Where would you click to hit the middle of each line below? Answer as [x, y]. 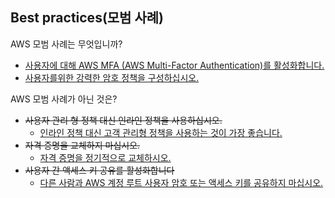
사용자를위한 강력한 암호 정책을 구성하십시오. [112, 77]
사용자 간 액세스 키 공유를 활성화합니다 [99, 170]
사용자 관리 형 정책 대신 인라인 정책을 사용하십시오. [123, 120]
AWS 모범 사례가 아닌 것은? [64, 99]
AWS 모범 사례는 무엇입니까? [66, 44]
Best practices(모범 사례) [87, 18]
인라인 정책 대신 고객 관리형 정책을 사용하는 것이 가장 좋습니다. [161, 132]
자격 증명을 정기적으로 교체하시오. [105, 157]
